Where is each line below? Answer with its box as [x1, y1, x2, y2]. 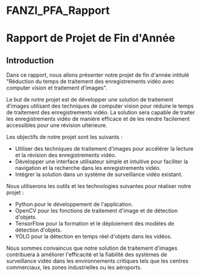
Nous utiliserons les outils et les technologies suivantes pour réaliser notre [6, 183, 191, 190]
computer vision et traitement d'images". [6, 84, 107, 91]
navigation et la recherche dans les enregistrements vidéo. [14, 165, 161, 172]
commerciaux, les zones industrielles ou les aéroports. [6, 264, 142, 271]
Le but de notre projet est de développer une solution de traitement [6, 96, 174, 103]
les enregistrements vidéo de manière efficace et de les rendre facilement [6, 116, 190, 123]
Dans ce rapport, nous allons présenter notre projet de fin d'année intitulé [6, 71, 190, 79]
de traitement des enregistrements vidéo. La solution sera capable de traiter [6, 109, 195, 116]
